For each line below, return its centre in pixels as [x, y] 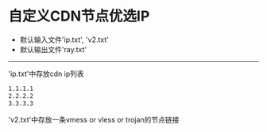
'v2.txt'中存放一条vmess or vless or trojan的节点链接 [94, 119]
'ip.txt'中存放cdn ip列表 [46, 74]
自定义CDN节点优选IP [79, 16]
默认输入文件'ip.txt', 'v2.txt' [64, 40]
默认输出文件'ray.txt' [53, 49]
